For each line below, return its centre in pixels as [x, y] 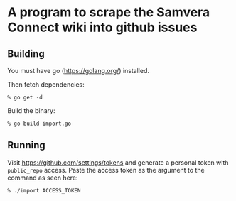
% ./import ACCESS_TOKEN [44, 190]
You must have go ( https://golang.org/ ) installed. [79, 71]
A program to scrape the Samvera [109, 12]
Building [26, 54]
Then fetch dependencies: [46, 85]
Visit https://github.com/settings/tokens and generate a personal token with [118, 162]
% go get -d [25, 97]
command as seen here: [43, 178]
